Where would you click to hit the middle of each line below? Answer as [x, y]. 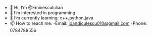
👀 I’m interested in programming [43, 13]
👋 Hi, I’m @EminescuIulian [36, 8]
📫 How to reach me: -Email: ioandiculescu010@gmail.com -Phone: [78, 23]
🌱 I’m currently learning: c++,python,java [51, 18]
